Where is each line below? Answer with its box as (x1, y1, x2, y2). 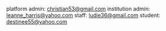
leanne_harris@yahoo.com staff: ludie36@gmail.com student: (6, 12, 161, 19)
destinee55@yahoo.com (6, 18, 68, 25)
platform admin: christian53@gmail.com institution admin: (6, 5, 150, 12)
